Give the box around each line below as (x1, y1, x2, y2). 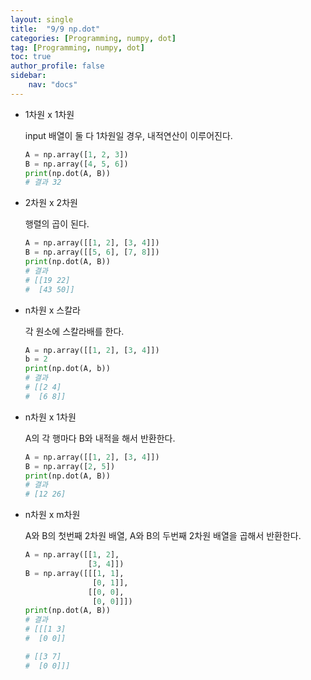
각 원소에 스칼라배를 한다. (24, 325, 125, 337)
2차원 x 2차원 (24, 197, 78, 209)
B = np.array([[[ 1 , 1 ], (24, 568, 125, 578)
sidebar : (10, 71, 47, 81)
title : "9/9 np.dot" (10, 24, 101, 34)
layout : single (10, 14, 74, 25)
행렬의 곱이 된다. (24, 218, 90, 230)
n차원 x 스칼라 (24, 304, 81, 316)
